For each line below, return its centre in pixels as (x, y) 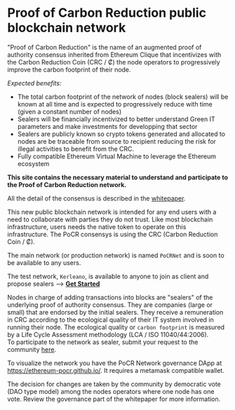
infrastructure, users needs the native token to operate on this (97, 226)
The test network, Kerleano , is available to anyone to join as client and (108, 276)
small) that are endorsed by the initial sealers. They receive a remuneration (115, 312)
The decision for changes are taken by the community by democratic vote (114, 384)
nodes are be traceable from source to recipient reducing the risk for (116, 141)
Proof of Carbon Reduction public (107, 13)
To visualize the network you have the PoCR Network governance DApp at (115, 363)
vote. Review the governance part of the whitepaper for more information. (114, 399)
